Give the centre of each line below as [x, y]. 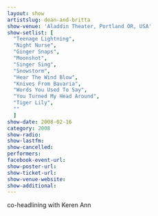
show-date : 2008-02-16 [39, 122]
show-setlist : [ [30, 33]
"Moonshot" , [31, 58]
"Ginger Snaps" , [36, 52]
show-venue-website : [37, 179]
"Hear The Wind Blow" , [46, 77]
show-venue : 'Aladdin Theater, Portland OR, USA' [80, 26]
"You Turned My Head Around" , [56, 97]
